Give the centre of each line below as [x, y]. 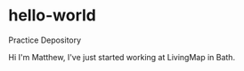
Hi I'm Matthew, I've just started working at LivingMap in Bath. [122, 57]
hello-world [53, 16]
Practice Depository [45, 40]
